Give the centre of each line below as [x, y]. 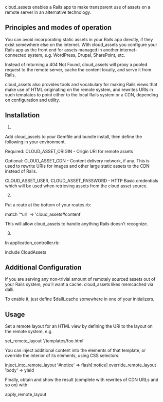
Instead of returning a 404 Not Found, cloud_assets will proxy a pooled [76, 64]
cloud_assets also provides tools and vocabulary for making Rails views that [81, 84]
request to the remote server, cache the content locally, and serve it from [78, 69]
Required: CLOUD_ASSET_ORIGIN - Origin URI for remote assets [69, 151]
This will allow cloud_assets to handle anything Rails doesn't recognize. [77, 223]
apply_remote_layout [26, 394]
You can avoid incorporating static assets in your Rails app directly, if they [79, 39]
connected [16, 55]
